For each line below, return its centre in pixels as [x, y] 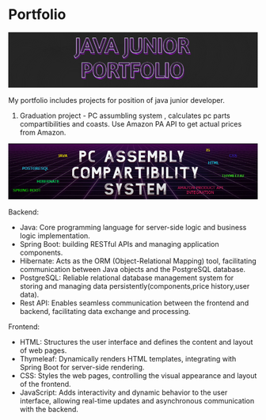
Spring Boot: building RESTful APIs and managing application [119, 244]
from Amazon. [43, 132]
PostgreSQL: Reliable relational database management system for [127, 278]
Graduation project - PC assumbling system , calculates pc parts [125, 115]
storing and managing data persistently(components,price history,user [135, 286]
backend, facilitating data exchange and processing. [105, 312]
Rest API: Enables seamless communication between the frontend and [134, 303]
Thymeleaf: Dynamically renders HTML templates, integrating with [128, 359]
